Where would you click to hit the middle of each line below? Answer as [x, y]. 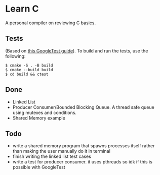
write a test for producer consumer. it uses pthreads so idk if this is [83, 162]
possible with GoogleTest [39, 167]
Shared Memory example [39, 118]
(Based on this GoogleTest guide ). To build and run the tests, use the [77, 50]
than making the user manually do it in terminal [61, 151]
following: [15, 56]
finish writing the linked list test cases [52, 156]
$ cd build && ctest [27, 74]
